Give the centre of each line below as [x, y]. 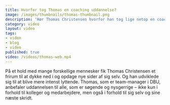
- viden [13, 38]
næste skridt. [19, 98]
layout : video [20, 29]
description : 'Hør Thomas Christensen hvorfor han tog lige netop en [80, 19]
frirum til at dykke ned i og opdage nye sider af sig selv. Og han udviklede [82, 77]
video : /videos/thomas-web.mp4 [38, 57]
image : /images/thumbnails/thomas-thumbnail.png [57, 15]
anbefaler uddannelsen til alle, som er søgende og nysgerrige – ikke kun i [81, 87]
